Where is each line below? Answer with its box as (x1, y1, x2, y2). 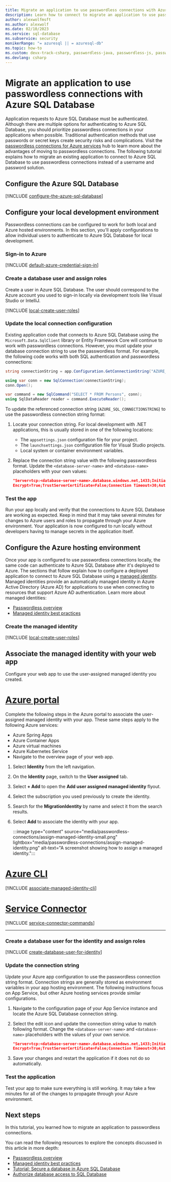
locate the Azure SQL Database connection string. (12, 1011, 118, 1017)
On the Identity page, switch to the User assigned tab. (12, 773, 128, 780)
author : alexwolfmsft (5, 17, 51, 22)
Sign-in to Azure (5, 250, 47, 257)
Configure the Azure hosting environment (5, 543, 141, 552)
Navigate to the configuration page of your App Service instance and (12, 1005, 158, 1011)
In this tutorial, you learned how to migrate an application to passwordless (5, 1124, 160, 1130)
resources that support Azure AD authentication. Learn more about (5, 589, 146, 596)
